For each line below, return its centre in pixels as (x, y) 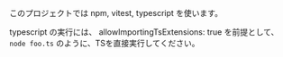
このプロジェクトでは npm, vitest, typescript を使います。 (116, 13)
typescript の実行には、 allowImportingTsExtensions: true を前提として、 (144, 32)
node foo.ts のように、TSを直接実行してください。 (105, 43)
